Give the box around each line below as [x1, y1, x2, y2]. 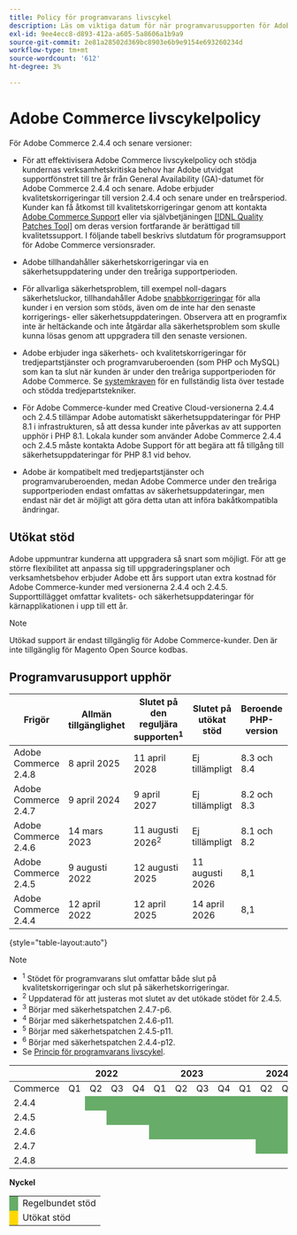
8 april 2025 [67, 757, 121, 769]
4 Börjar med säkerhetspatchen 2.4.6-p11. [21, 1014, 174, 1026]
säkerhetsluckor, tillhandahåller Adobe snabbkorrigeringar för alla [21, 292, 261, 303]
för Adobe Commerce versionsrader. [21, 239, 156, 250]
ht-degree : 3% [9, 63, 62, 72]
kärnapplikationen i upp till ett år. [9, 600, 128, 611]
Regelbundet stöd [22, 1197, 96, 1209]
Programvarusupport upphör [9, 670, 172, 685]
